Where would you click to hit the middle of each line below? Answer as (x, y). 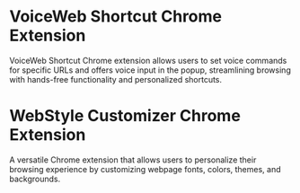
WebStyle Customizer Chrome (125, 116)
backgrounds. (35, 179)
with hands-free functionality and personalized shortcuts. (116, 79)
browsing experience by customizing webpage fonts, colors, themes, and (145, 169)
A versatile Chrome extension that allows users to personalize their (133, 160)
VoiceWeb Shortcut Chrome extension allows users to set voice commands (148, 60)
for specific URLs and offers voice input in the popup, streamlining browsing (150, 70)
